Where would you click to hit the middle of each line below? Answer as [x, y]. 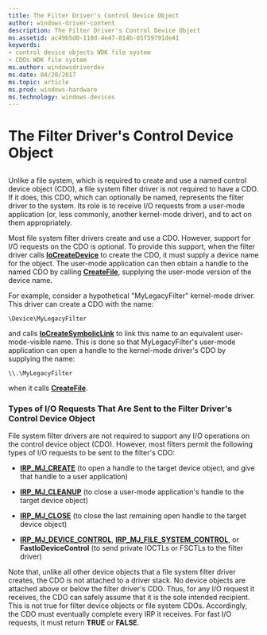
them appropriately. [41, 223]
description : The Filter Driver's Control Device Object [104, 30]
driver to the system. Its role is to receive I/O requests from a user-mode [126, 205]
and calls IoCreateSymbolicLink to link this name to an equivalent [116, 333]
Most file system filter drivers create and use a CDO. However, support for [130, 238]
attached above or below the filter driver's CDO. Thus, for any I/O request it [132, 589]
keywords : [25, 45]
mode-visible [30, 342]
